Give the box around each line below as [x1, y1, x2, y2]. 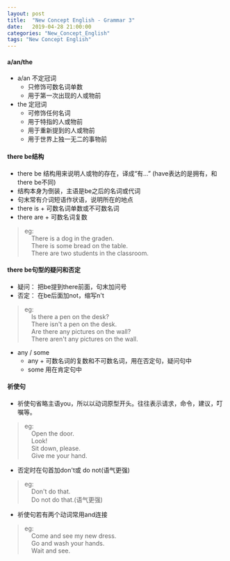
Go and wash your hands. [31, 539, 105, 547]
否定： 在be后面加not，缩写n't [17, 291, 104, 300]
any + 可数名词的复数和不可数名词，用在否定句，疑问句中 [27, 356, 192, 364]
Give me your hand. [31, 451, 88, 460]
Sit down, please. [31, 444, 81, 452]
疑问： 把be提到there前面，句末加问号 [17, 282, 127, 291]
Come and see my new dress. [31, 531, 117, 540]
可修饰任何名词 [27, 109, 71, 117]
